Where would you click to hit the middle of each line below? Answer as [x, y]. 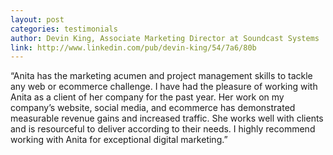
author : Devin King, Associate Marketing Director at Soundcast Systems [165, 38]
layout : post [37, 19]
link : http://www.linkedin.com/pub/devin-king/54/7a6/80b [133, 47]
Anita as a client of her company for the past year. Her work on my [147, 97]
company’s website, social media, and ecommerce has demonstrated [153, 108]
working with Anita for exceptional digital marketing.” [119, 140]
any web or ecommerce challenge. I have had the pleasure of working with [164, 87]
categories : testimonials [64, 29]
